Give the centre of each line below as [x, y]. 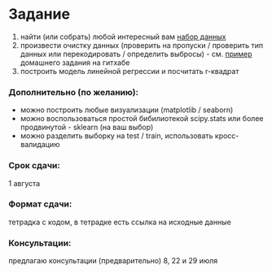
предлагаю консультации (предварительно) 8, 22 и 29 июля [113, 261]
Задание [39, 14]
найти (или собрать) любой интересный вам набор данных [123, 37]
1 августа [24, 183]
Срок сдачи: [35, 166]
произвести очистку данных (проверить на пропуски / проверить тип [142, 45]
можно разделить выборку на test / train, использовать [116, 136]
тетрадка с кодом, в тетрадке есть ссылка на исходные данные [120, 222]
